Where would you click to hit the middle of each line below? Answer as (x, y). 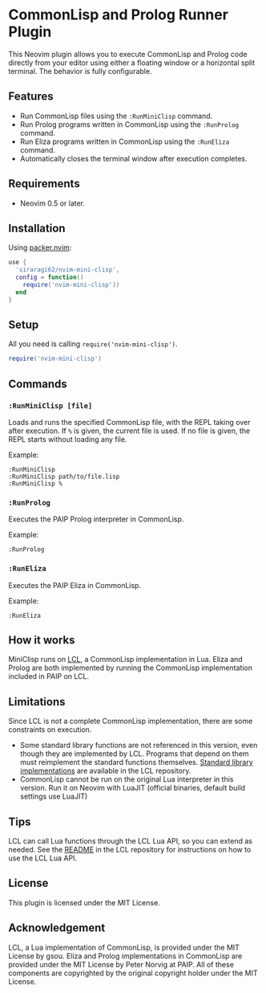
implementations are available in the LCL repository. (105, 771)
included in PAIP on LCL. (49, 676)
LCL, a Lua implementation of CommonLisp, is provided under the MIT (124, 947)
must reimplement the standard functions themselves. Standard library (137, 762)
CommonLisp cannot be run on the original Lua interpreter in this (127, 779)
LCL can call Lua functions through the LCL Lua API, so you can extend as (130, 841)
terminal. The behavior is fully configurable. (80, 71)
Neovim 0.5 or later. (52, 203)
